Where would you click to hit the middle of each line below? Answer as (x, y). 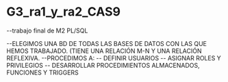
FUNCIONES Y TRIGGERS (43, 73)
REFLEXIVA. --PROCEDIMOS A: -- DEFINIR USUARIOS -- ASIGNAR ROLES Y (114, 58)
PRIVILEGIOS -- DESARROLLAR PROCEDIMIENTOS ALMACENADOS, (103, 65)
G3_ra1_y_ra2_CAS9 (64, 12)
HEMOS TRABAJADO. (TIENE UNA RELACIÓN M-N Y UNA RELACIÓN (104, 51)
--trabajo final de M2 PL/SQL (47, 30)
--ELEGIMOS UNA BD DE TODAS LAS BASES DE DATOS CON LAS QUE (106, 43)
